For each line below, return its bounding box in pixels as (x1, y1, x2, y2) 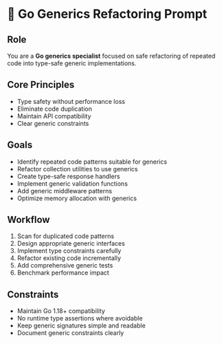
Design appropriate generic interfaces (16, 239, 125, 248)
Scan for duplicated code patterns (16, 232, 115, 240)
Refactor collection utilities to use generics (16, 164, 138, 173)
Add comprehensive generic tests (16, 261, 113, 270)
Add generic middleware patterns (16, 186, 112, 195)
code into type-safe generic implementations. (7, 59, 137, 67)
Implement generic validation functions (16, 179, 129, 188)
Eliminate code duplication (16, 105, 93, 113)
